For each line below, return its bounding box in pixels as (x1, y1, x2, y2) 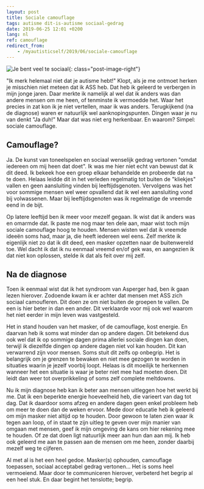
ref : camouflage (6, 37, 47, 43)
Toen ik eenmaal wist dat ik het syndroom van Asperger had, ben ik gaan (6, 285, 189, 293)
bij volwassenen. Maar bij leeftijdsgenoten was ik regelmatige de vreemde (6, 195, 192, 202)
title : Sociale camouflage (6, 15, 75, 21)
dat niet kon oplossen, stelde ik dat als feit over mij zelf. (6, 252, 146, 259)
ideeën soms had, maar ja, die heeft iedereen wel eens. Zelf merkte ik (6, 232, 181, 240)
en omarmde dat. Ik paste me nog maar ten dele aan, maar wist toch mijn (6, 220, 190, 227)
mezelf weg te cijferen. (6, 445, 64, 452)
